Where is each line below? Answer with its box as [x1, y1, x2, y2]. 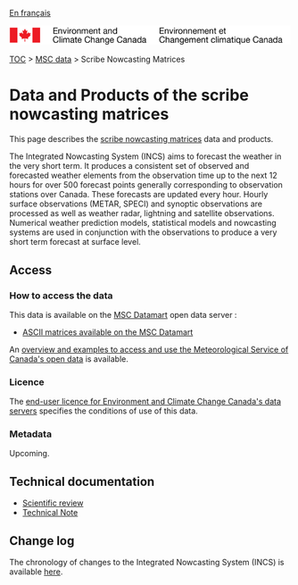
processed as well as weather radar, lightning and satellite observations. [9, 208, 275, 219]
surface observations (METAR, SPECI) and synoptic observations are [9, 198, 263, 209]
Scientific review [21, 497, 84, 508]
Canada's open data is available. [9, 353, 129, 364]
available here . [9, 566, 63, 577]
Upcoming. [9, 448, 50, 459]
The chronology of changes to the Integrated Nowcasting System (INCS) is [9, 557, 285, 568]
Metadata [9, 428, 52, 440]
